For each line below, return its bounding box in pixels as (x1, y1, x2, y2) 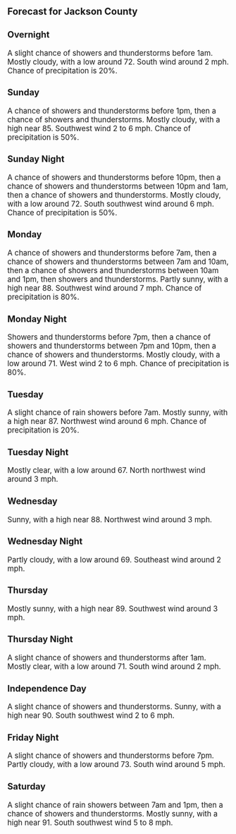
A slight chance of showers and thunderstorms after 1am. (7, 653, 206, 663)
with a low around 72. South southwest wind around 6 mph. (7, 199, 215, 209)
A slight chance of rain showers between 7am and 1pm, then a (7, 800, 223, 810)
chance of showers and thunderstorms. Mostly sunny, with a (7, 809, 218, 818)
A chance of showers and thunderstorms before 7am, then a (7, 248, 217, 258)
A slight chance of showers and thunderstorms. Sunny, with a (7, 702, 222, 712)
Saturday (7, 780, 46, 792)
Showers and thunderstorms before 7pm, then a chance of (7, 332, 211, 342)
